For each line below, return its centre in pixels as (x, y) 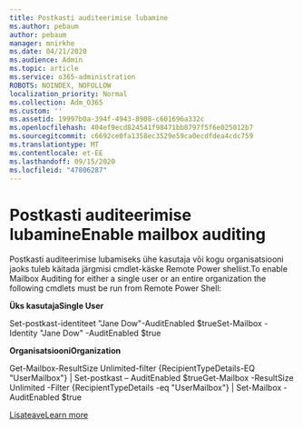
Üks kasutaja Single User (57, 306)
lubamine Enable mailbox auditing (137, 234)
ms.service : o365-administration (73, 77)
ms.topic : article (44, 69)
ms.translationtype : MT (54, 145)
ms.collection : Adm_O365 (56, 102)
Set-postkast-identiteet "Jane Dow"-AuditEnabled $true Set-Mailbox (136, 324)
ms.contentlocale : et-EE (56, 153)
